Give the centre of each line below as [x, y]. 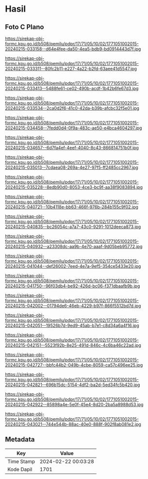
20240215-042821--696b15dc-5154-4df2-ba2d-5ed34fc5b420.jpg [73, 385]
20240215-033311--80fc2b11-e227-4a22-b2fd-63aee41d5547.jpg [71, 69]
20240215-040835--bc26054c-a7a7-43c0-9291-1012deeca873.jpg [73, 227]
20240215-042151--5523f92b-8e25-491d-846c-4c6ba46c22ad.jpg [73, 345]
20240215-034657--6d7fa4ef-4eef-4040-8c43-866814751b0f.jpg [72, 148]
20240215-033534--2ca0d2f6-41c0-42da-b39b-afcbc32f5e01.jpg [72, 108]
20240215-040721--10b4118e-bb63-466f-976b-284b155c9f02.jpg [72, 207]
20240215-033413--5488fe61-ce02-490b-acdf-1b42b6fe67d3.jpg [72, 88]
